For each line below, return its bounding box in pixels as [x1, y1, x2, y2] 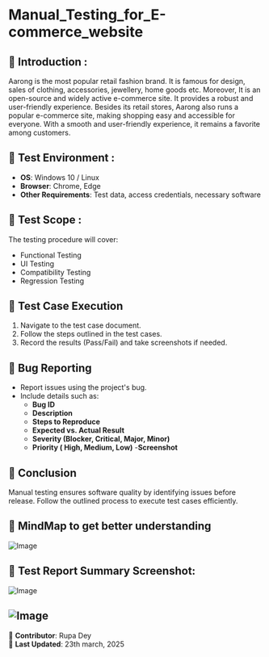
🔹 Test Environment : [8, 151, 116, 165]
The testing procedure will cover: [8, 234, 119, 244]
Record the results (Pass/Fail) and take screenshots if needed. [19, 337, 228, 348]
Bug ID [32, 400, 55, 409]
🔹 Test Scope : [8, 213, 82, 227]
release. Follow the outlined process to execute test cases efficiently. [8, 496, 238, 506]
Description [32, 408, 73, 418]
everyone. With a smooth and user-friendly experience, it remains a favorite [8, 119, 261, 128]
